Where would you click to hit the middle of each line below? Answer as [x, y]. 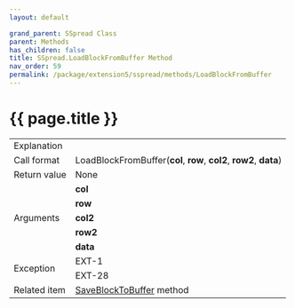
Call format [37, 160]
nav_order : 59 [36, 67]
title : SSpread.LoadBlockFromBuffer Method [91, 59]
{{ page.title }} [64, 118]
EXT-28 [92, 275]
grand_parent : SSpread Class [63, 33]
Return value [40, 174]
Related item [40, 289]
